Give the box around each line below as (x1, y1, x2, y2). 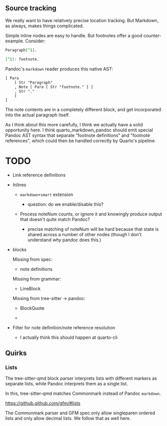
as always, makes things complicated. (5, 23, 84, 29)
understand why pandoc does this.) (27, 237, 102, 243)
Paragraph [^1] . (5, 47, 37, 52)
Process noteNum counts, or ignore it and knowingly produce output (20, 211, 162, 217)
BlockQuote (20, 305, 45, 311)
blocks (12, 246, 27, 252)
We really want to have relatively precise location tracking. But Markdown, (5, 17, 159, 23)
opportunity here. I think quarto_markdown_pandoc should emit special (5, 127, 153, 133)
